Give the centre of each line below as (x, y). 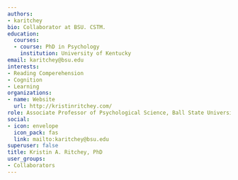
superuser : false (33, 146)
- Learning (23, 86)
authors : (20, 14)
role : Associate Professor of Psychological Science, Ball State (106, 113)
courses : (27, 40)
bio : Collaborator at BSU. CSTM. (57, 27)
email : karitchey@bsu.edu (45, 60)
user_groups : (27, 159)
